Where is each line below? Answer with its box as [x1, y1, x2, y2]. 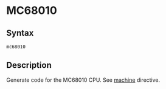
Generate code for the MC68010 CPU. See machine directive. [6, 76, 161, 84]
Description [6, 60, 52, 70]
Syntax [6, 28, 34, 38]
